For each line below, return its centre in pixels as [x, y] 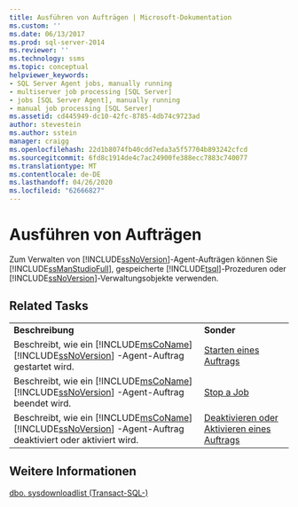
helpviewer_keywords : [49, 75]
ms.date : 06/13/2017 [47, 34]
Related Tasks [49, 306]
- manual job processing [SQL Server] [81, 108]
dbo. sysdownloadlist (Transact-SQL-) [79, 493]
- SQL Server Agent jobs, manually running [91, 83]
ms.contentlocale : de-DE [55, 174]
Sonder [220, 329]
